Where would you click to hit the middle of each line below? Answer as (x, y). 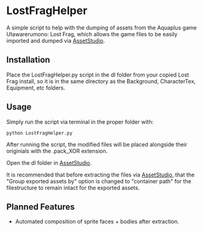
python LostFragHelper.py (39, 133)
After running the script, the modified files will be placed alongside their (97, 144)
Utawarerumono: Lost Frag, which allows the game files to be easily (92, 34)
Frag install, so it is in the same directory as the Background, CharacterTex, (101, 81)
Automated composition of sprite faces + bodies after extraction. (97, 222)
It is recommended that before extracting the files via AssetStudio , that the (101, 175)
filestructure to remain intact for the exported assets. (73, 187)
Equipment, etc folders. (36, 88)
